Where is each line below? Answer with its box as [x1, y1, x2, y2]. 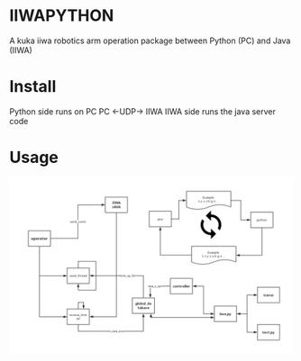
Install [9, 77, 57, 97]
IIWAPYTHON [9, 5, 114, 26]
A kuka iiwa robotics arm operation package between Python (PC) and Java [9, 35, 291, 46]
